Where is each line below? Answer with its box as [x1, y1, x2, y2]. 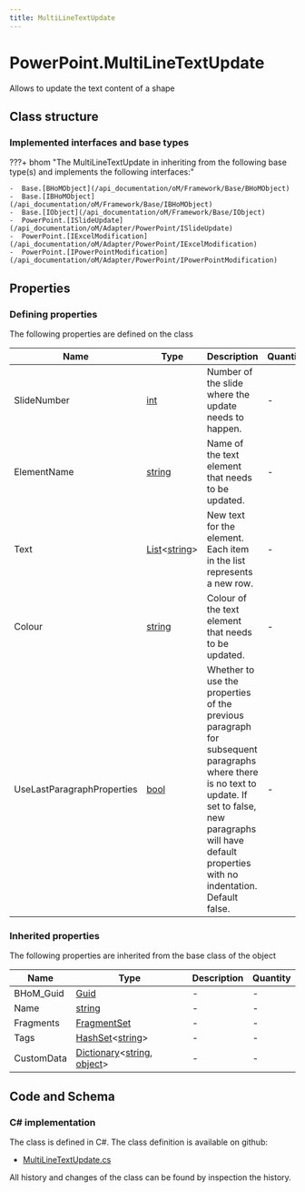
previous [206, 709, 244, 722]
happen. [206, 422, 242, 435]
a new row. [206, 577, 254, 590]
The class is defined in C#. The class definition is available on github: [9, 1136, 268, 1147]
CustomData [14, 1052, 68, 1065]
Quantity [252, 972, 291, 985]
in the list [206, 554, 246, 567]
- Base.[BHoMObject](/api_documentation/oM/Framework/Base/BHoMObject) [9, 184, 290, 194]
